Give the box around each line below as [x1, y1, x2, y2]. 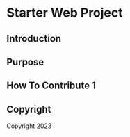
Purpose [6, 56, 44, 67]
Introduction [6, 33, 62, 45]
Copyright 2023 [6, 122, 52, 130]
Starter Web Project [6, 5, 123, 21]
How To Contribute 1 [6, 80, 97, 92]
